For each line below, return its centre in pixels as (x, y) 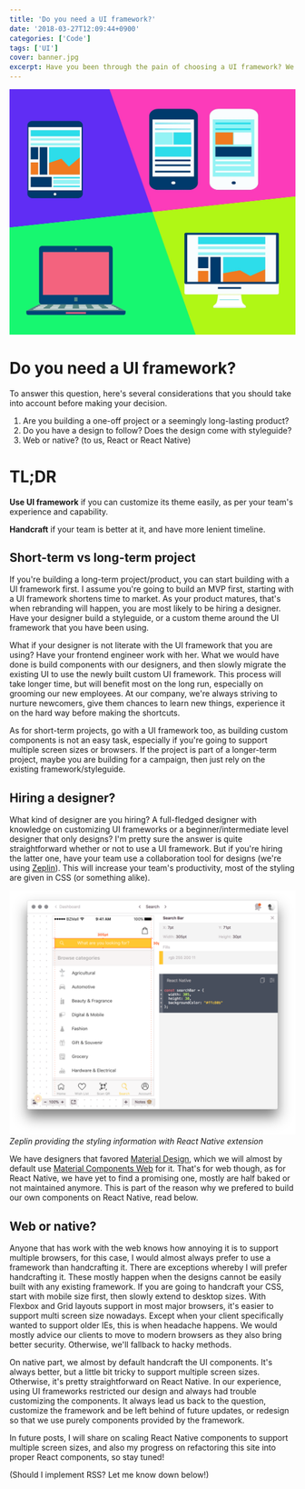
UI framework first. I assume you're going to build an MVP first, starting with (152, 589)
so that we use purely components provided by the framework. (127, 1420)
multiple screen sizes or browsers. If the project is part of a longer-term (143, 750)
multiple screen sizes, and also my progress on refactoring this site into (143, 1448)
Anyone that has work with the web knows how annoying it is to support (144, 1248)
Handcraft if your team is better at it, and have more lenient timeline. (138, 529)
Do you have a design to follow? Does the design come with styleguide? (157, 430)
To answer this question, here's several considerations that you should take (151, 393)
